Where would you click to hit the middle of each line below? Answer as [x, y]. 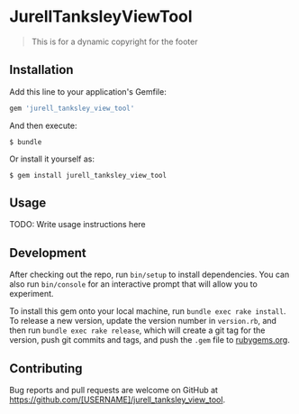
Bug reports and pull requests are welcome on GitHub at [114, 391]
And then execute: [43, 125]
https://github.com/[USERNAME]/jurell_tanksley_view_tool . [118, 400]
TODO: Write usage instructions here [77, 225]
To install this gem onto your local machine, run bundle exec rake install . [148, 311]
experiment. [32, 294]
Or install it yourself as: [52, 159]
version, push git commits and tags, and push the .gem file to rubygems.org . [150, 340]
